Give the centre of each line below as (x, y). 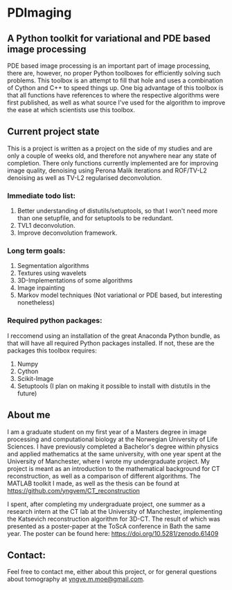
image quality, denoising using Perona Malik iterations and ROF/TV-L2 (107, 170)
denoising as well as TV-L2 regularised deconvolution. (85, 177)
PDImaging (39, 13)
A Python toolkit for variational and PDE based (109, 38)
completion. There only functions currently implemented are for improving (113, 163)
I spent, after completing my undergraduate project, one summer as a (106, 504)
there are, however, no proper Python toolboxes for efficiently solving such (114, 73)
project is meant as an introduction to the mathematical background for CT (114, 468)
